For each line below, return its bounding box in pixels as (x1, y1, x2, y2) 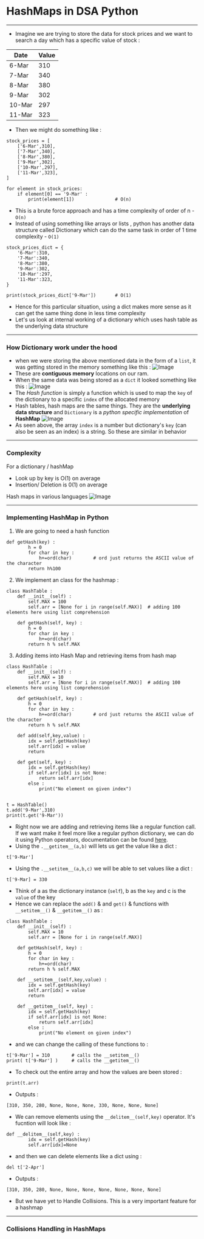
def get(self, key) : (17, 759, 72, 765)
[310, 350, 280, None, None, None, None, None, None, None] (6, 1186, 162, 1193)
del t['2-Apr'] (6, 1164, 45, 1170)
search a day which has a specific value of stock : (15, 36, 140, 44)
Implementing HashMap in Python (6, 513, 109, 522)
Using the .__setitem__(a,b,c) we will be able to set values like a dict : (15, 864, 193, 872)
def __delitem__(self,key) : (6, 1131, 80, 1137)
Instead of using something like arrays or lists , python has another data (15, 220, 195, 227)
